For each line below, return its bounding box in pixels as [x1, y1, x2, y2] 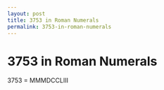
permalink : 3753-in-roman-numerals [7, 23, 112, 30]
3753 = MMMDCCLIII [7, 76, 69, 84]
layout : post [7, 10, 46, 17]
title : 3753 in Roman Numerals [7, 17, 99, 24]
